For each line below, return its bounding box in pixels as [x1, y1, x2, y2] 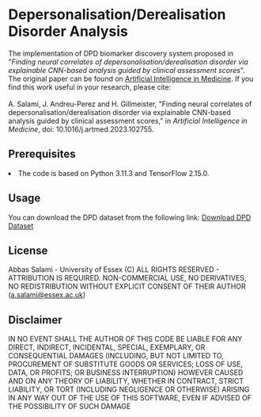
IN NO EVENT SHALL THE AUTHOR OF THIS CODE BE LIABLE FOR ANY [8, 335, 243, 344]
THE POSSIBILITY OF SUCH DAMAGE [8, 402, 131, 411]
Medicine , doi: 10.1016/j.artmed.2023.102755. [8, 124, 154, 134]
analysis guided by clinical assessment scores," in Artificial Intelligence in [8, 116, 248, 125]
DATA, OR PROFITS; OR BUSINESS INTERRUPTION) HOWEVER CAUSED [8, 368, 244, 377]
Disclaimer [8, 313, 62, 327]
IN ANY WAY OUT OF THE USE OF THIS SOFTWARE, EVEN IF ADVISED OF [8, 393, 252, 403]
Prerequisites [8, 147, 76, 161]
